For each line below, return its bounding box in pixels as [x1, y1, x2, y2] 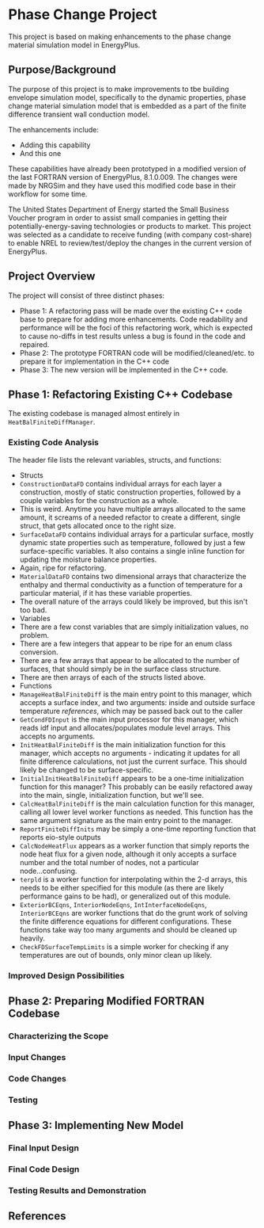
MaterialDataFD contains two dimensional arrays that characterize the [19, 571, 247, 581]
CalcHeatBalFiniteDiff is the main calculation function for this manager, [19, 799, 255, 808]
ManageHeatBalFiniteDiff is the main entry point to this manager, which [19, 689, 252, 699]
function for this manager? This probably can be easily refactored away [19, 782, 253, 791]
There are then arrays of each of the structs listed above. [19, 672, 206, 682]
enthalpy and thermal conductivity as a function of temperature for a [19, 580, 243, 589]
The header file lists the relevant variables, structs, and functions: [8, 455, 222, 464]
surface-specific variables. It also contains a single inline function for [19, 546, 245, 555]
